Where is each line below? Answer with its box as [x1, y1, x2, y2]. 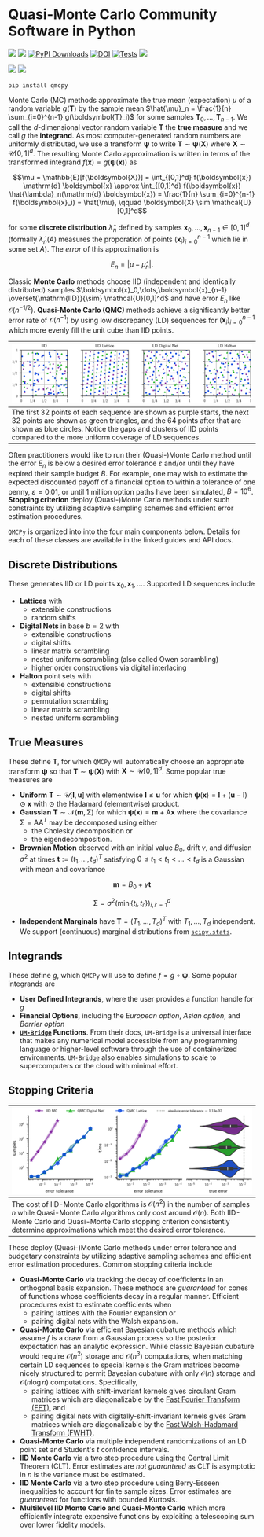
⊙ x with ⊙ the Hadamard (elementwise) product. [19, 800, 180, 809]
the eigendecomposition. [31, 834, 112, 844]
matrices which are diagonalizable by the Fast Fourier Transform [31, 1394, 240, 1404]
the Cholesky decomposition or [31, 825, 134, 835]
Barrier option [19, 1019, 65, 1028]
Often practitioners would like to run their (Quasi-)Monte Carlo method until [8, 450, 252, 459]
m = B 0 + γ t [112, 880, 152, 891]
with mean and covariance [19, 865, 106, 874]
